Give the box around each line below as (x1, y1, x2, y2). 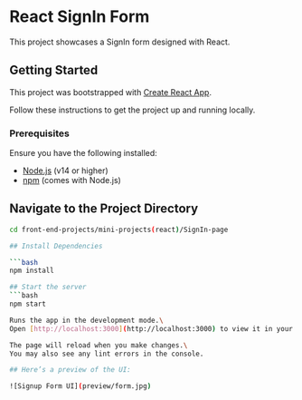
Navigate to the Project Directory (9, 201, 199, 217)
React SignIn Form (9, 6, 150, 27)
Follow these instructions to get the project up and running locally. (9, 104, 256, 115)
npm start (9, 299, 47, 309)
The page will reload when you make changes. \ (9, 340, 188, 350)
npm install (9, 266, 54, 276)
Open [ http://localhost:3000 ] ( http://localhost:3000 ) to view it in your (9, 324, 294, 333)
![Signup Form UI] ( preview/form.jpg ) (9, 382, 152, 391)
